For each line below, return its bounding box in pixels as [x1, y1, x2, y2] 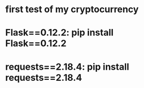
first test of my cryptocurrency [5, 4, 139, 15]
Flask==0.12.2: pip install [5, 27, 113, 39]
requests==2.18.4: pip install [5, 61, 130, 72]
